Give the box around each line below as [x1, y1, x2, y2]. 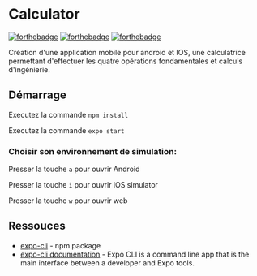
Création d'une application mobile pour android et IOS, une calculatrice [8, 47, 246, 57]
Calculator [8, 5, 80, 24]
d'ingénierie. [8, 64, 50, 74]
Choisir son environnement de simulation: [8, 145, 177, 157]
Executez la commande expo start [8, 125, 125, 135]
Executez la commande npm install [8, 110, 128, 119]
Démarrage [8, 88, 66, 102]
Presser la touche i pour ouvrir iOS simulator [8, 180, 158, 190]
